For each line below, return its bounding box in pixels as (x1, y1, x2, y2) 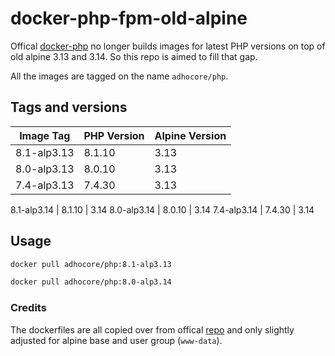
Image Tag (19, 128, 71, 142)
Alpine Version (154, 128, 227, 142)
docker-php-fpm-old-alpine (10, 7, 248, 30)
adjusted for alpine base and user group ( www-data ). (10, 334, 223, 346)
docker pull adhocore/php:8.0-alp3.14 (10, 277, 172, 287)
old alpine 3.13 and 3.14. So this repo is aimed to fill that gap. (10, 50, 258, 62)
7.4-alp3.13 (15, 178, 75, 192)
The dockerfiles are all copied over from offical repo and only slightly (10, 323, 295, 336)
